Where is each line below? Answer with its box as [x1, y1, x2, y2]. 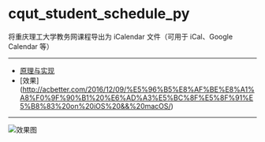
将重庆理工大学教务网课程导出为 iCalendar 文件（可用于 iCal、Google [8, 32, 233, 41]
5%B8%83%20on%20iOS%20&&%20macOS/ [19, 101, 171, 110]
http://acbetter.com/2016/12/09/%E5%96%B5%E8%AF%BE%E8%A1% [22, 84, 255, 94]
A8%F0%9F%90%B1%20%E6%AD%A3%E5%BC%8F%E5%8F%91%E [19, 92, 254, 103]
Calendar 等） [8, 41, 54, 51]
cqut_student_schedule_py [8, 5, 190, 23]
